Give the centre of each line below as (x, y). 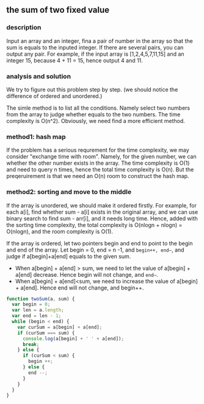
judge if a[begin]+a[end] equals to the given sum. (69, 256)
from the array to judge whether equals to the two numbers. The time (93, 114)
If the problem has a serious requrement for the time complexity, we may (98, 150)
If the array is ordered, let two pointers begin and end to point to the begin (100, 243)
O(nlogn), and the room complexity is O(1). (60, 231)
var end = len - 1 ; (37, 316)
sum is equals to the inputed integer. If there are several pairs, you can (95, 47)
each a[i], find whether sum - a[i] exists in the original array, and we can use (102, 212)
